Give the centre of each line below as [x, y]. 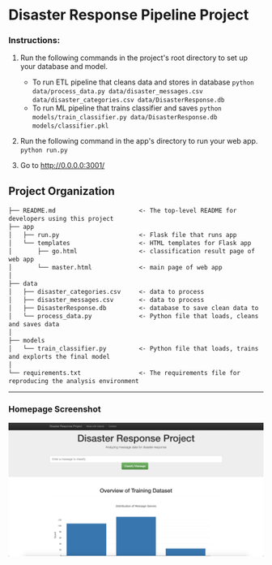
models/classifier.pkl [70, 126]
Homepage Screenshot [55, 409]
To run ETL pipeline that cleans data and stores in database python [143, 82]
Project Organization [62, 191]
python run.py [44, 151]
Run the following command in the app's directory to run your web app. [139, 141]
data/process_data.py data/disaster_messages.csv [118, 92]
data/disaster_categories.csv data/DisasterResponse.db [128, 100]
